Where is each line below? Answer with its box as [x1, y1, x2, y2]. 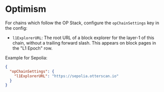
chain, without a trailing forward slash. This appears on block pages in [12, 40, 157, 46]
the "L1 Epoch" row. [12, 45, 53, 51]
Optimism [5, 3, 46, 15]
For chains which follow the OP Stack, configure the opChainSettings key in [5, 20, 160, 26]
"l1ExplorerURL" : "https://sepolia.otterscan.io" [14, 73, 119, 79]
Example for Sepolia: [5, 54, 48, 60]
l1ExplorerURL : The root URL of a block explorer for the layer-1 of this [12, 35, 155, 41]
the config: [5, 25, 27, 31]
